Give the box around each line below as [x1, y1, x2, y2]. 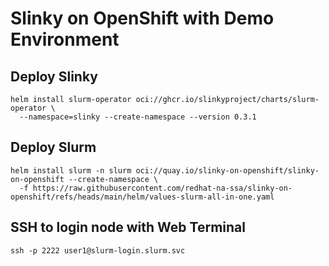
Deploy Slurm [10, 139, 97, 156]
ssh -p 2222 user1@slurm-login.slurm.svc [10, 245, 186, 256]
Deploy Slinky [10, 68, 98, 85]
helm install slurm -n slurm [10, 165, 132, 176]
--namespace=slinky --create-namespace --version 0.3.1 [19, 112, 257, 122]
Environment [10, 28, 120, 51]
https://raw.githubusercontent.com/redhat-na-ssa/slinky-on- [32, 183, 293, 193]
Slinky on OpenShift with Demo [10, 7, 275, 30]
